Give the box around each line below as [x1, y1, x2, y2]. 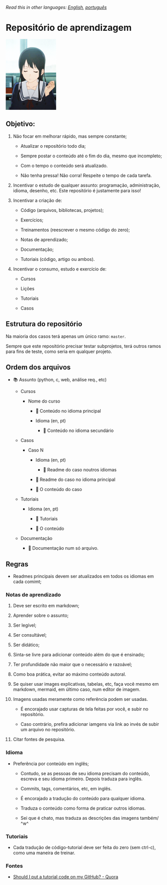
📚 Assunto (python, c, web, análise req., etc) [13, 377, 107, 383]
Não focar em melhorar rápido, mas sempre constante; [13, 133, 127, 139]
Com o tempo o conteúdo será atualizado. [20, 162, 108, 168]
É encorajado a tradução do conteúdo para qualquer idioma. [20, 795, 145, 801]
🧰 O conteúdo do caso [35, 486, 82, 493]
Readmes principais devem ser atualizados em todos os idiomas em [13, 573, 154, 580]
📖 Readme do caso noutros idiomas [43, 467, 117, 473]
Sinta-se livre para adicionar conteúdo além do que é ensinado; [13, 652, 145, 658]
